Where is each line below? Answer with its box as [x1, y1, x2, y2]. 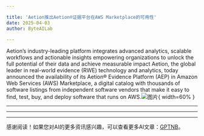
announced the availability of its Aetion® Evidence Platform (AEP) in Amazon [6, 73, 198, 81]
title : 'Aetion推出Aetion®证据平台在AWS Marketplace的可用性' [6, 14, 157, 20]
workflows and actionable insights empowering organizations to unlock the [6, 54, 194, 61]
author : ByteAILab [6, 25, 53, 32]
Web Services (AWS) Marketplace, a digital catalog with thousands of [6, 80, 180, 87]
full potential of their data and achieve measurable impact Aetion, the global [6, 60, 196, 67]
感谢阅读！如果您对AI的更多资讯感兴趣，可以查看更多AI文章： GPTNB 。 [6, 123, 184, 131]
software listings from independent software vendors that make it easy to [6, 86, 190, 93]
